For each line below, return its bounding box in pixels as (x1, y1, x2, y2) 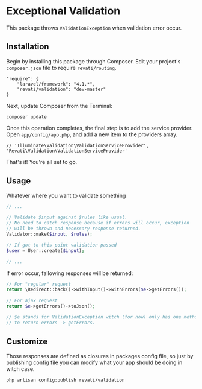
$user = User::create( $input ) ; (6, 247, 85, 254)
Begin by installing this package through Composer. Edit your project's (6, 57, 181, 65)
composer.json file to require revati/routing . (6, 64, 117, 71)
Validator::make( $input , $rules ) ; (6, 231, 93, 238)
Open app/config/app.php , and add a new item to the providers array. (6, 131, 178, 138)
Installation (6, 42, 49, 52)
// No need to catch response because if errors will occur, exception (6, 220, 189, 226)
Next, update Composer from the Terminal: (6, 102, 112, 109)
